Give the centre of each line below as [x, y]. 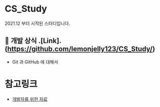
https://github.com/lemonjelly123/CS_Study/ [80, 49]
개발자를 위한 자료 [30, 99]
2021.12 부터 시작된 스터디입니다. [37, 23]
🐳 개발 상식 [21, 41]
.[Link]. [50, 41]
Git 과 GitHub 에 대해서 [35, 62]
